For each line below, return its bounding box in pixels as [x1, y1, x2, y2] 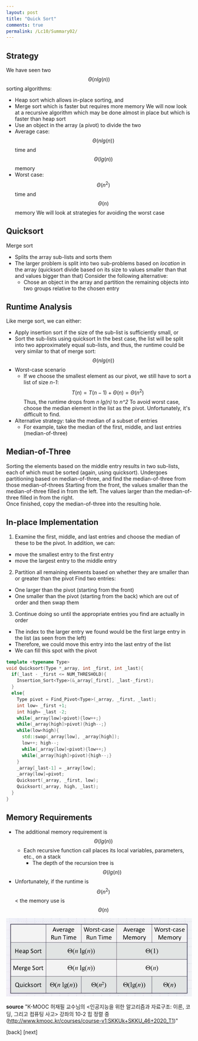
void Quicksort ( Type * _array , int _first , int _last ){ [6, 665, 144, 671]
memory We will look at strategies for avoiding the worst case [14, 209, 165, 216]
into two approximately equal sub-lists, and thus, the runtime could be [14, 342, 185, 349]
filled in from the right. [20, 494, 74, 501]
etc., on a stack [23, 853, 61, 860]
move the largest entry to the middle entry [14, 557, 117, 564]
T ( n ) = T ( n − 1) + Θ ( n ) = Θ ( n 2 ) [71, 388, 144, 396]
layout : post [6, 9, 38, 15]
